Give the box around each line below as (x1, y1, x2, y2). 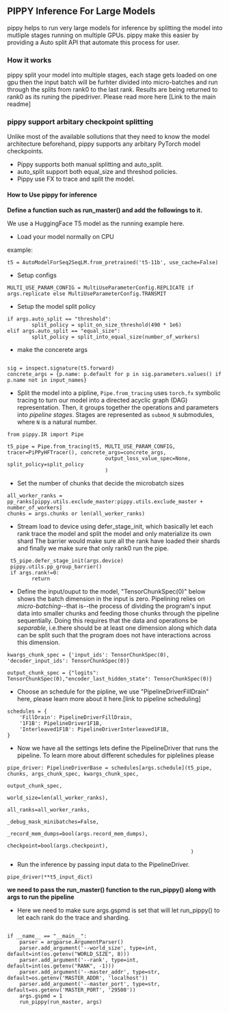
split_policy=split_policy (7, 461, 84, 468)
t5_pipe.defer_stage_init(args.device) (10, 557, 124, 564)
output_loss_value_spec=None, (105, 455, 191, 461)
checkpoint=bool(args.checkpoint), (7, 842, 109, 849)
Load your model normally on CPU (16, 232, 114, 240)
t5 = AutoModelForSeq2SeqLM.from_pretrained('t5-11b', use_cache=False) (7, 259, 219, 266)
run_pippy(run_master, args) (19, 998, 103, 1005)
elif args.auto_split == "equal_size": (7, 327, 121, 334)
